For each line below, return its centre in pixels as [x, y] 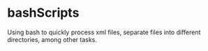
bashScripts [43, 13]
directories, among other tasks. [52, 39]
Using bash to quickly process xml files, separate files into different [104, 32]
